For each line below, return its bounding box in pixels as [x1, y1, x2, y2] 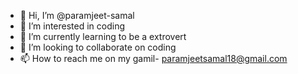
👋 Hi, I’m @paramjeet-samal [19, 10, 135, 21]
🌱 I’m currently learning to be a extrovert [19, 31, 187, 42]
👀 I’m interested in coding [19, 20, 126, 32]
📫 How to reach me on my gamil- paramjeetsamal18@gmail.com [19, 53, 288, 64]
